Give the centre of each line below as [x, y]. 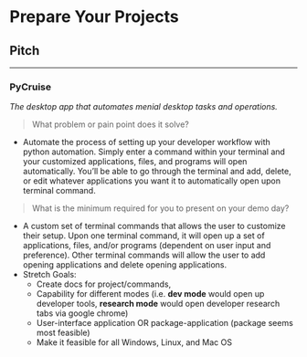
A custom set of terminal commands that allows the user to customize [154, 226]
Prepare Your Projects [95, 17]
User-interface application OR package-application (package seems [165, 323]
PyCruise [31, 87]
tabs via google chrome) [82, 313]
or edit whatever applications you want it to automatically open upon [152, 181]
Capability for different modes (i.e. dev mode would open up [150, 294]
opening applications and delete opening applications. [125, 265]
